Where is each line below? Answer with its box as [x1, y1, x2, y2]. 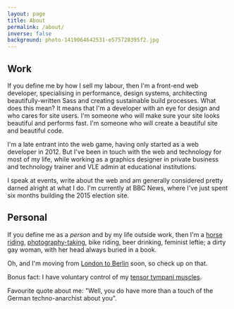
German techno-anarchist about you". [7, 293, 118, 302]
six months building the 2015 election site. [7, 191, 129, 200]
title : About [7, 17, 46, 24]
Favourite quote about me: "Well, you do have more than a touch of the [7, 286, 214, 295]
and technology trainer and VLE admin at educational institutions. [7, 162, 197, 171]
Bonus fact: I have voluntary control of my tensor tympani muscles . [7, 272, 202, 281]
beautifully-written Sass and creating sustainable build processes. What [7, 96, 216, 104]
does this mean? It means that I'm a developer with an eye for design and [7, 104, 221, 112]
